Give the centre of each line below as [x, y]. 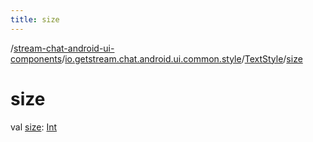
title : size [35, 19]
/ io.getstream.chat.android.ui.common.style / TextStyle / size [182, 58]
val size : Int [34, 127]
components [36, 58]
